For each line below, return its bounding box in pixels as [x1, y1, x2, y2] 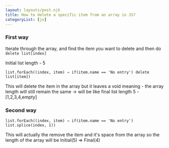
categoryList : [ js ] [5, 17, 47, 22]
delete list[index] [5, 51, 47, 56]
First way [5, 34, 29, 41]
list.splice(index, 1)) [5, 122, 56, 128]
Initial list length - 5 [5, 60, 46, 66]
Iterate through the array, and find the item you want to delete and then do [5, 45, 161, 52]
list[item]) [5, 74, 31, 79]
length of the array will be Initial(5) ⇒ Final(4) [5, 137, 101, 143]
